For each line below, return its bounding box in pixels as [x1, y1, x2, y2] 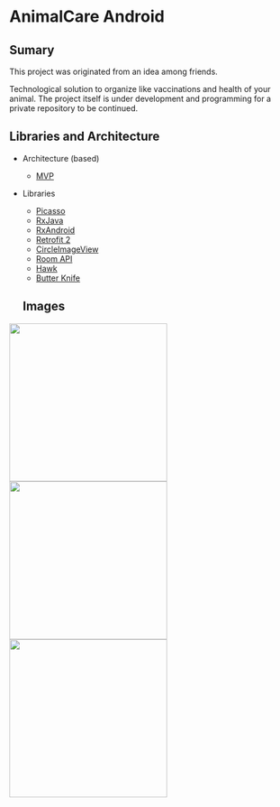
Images [22, 299, 66, 314]
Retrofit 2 [35, 234, 71, 245]
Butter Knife [35, 273, 81, 283]
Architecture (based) [22, 153, 100, 163]
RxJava [35, 215, 64, 226]
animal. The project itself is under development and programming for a [9, 93, 272, 104]
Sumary [9, 42, 55, 58]
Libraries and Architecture [9, 129, 160, 144]
